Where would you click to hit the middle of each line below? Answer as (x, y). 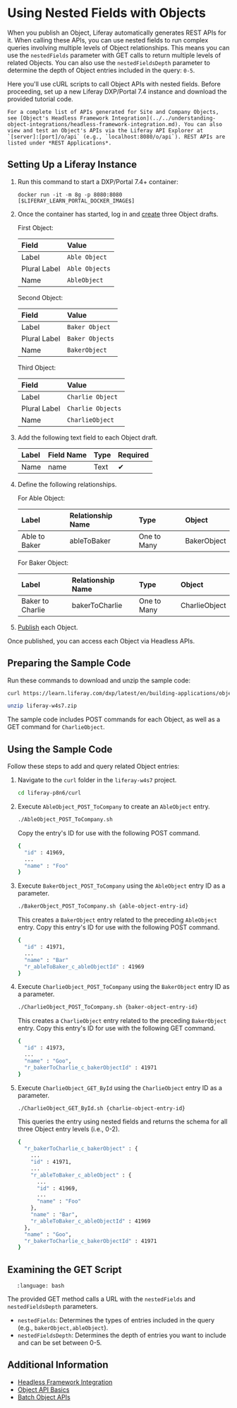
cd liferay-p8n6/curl (49, 793)
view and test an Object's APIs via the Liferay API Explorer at (105, 130)
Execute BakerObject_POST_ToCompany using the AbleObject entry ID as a (121, 886)
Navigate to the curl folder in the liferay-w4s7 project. (97, 780)
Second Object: (40, 297)
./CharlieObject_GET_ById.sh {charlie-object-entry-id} (101, 1108)
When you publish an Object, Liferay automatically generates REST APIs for (117, 33)
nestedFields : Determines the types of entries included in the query (116, 1320)
